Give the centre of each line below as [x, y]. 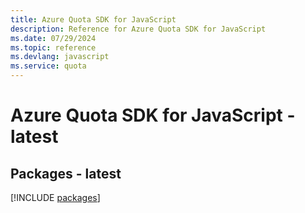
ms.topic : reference [53, 47]
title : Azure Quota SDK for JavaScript [93, 19]
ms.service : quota [48, 66]
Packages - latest [66, 173]
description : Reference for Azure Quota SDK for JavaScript [138, 29]
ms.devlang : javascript [60, 57]
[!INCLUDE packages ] [55, 197]
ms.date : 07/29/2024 [53, 38]
